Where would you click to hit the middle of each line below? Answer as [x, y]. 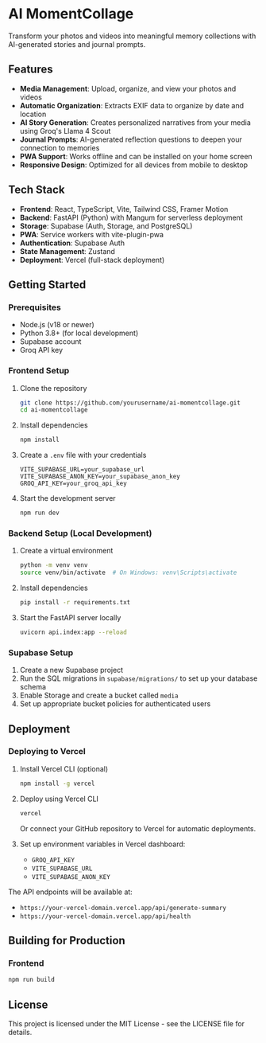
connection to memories [60, 147]
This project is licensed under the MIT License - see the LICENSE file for [126, 1023]
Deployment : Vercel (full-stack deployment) [92, 260]
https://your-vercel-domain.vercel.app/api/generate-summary [123, 908]
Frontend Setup [39, 371]
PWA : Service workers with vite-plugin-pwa [92, 234]
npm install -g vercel [57, 783]
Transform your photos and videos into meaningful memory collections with [132, 36]
